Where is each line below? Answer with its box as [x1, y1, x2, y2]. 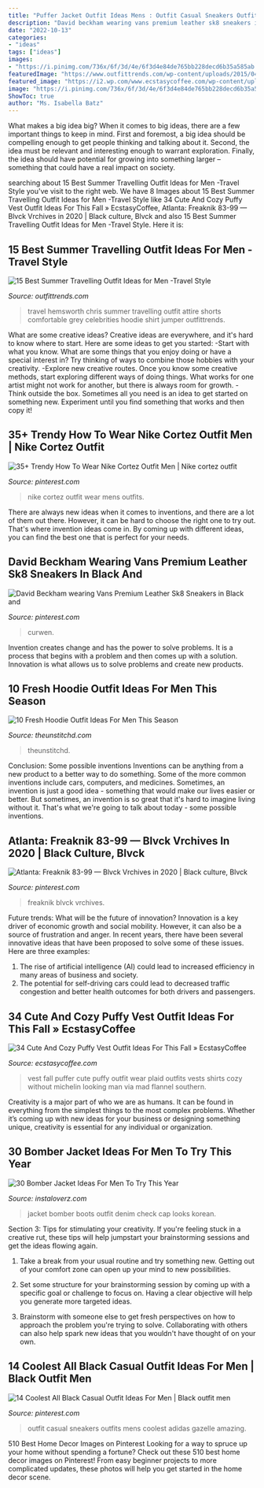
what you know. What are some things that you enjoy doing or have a [8, 347, 232, 356]
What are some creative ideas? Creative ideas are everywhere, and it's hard [8, 330, 254, 340]
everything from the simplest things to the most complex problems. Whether [8, 1106, 255, 1115]
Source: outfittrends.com [8, 291, 89, 300]
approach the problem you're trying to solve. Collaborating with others [19, 1320, 248, 1330]
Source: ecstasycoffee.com [8, 1059, 97, 1067]
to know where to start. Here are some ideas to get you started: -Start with [8, 338, 250, 347]
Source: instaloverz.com [8, 1193, 87, 1203]
